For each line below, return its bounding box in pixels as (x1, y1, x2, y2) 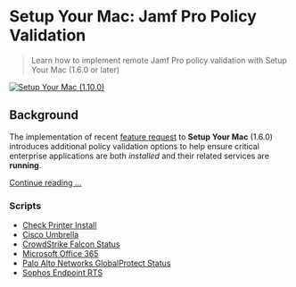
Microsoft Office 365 (21, 249, 99, 259)
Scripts (9, 199, 42, 212)
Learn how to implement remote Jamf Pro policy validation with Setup (30, 55, 288, 65)
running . (9, 159, 42, 171)
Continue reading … (9, 177, 82, 188)
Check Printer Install (21, 220, 97, 231)
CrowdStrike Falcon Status (21, 239, 120, 249)
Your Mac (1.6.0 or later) (30, 64, 120, 75)
